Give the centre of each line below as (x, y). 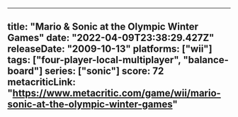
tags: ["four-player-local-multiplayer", (94, 60)
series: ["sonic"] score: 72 (104, 71)
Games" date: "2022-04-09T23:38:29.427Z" (111, 38)
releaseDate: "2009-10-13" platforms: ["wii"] (110, 49)
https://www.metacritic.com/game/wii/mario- (117, 93)
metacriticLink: (41, 82)
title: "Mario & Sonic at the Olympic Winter (103, 27)
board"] (25, 71)
